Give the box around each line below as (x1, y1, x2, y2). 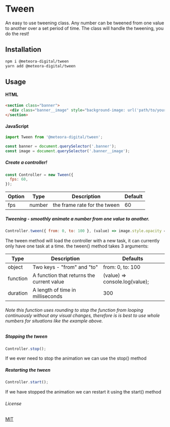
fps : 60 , (10, 177, 28, 182)
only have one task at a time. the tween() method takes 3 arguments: (5, 243, 149, 249)
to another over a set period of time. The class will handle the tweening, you (5, 25, 164, 31)
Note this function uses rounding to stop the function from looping (5, 307, 143, 313)
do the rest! (5, 30, 29, 37)
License (5, 400, 22, 406)
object (8, 263, 23, 270)
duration (8, 290, 28, 297)
